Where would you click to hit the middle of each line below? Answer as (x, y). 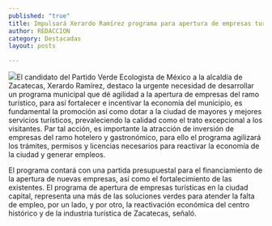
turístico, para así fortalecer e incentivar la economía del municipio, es (125, 103)
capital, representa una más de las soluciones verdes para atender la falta (132, 196)
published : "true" (39, 16)
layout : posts (32, 46)
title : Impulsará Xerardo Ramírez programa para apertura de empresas (130, 23)
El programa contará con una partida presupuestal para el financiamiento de (136, 170)
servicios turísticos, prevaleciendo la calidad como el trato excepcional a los (136, 120)
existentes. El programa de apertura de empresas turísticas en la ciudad (128, 188)
